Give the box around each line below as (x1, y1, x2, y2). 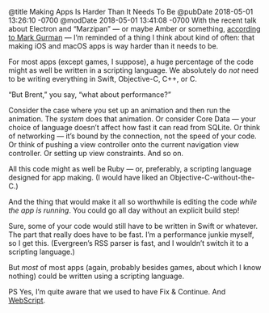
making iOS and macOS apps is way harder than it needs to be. (8, 41, 219, 51)
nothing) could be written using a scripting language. (8, 271, 184, 281)
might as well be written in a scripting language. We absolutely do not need (8, 66, 258, 75)
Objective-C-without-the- (169, 173, 255, 182)
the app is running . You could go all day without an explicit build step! (8, 205, 240, 215)
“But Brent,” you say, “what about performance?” (8, 90, 171, 99)
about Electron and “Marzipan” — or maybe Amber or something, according (8, 24, 261, 33)
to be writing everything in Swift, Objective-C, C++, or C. (8, 74, 198, 83)
